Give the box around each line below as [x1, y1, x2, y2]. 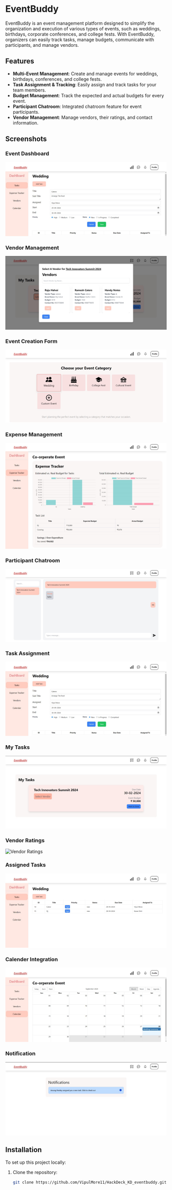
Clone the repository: [12, 1169, 58, 1175]
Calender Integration [5, 956, 58, 963]
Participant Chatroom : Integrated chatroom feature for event [12, 103, 142, 110]
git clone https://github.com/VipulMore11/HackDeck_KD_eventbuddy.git [12, 1180, 167, 1185]
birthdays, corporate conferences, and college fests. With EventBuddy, [5, 31, 155, 37]
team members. [12, 87, 46, 93]
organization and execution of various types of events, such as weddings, [5, 25, 161, 31]
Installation [5, 1145, 42, 1155]
